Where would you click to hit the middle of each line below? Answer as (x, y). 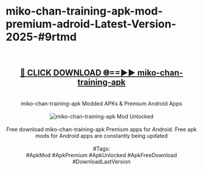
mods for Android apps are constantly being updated (101, 135)
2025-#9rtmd (41, 37)
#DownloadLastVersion (101, 161)
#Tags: (101, 148)
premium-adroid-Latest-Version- (91, 24)
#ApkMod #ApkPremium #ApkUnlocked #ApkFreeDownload (101, 155)
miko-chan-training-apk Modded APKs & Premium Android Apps (101, 103)
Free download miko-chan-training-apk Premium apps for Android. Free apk (101, 129)
